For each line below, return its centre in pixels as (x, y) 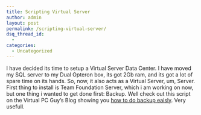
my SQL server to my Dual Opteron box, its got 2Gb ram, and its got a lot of (100, 74)
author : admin (24, 17)
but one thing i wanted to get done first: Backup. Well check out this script (99, 93)
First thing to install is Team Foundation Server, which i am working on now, (100, 87)
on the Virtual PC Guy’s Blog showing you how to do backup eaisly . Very (96, 100)
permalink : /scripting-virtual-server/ (56, 29)
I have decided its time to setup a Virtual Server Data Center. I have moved (99, 68)
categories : (21, 46)
